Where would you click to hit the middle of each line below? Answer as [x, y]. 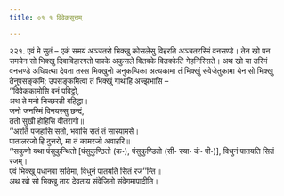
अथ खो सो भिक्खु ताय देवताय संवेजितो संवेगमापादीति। [84, 181]
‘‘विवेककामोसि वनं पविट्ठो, [45, 91]
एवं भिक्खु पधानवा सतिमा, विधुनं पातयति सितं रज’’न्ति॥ [85, 171]
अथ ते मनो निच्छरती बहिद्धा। [49, 101]
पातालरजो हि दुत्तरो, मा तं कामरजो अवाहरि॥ [70, 141]
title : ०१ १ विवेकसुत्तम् [46, 17]
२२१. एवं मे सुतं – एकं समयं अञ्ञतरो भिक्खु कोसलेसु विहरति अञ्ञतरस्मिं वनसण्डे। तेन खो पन [140, 51]
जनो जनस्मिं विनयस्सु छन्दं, [47, 110]
